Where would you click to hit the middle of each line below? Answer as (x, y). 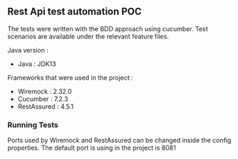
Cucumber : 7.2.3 (43, 99)
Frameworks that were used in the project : (71, 77)
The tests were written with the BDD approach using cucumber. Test (108, 28)
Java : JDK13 (37, 64)
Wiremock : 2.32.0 (45, 91)
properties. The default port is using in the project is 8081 (92, 148)
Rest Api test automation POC (75, 12)
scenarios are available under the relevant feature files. (88, 36)
